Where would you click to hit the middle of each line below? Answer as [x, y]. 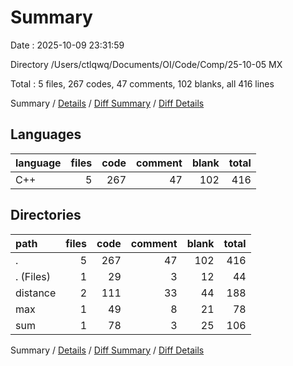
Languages [46, 134]
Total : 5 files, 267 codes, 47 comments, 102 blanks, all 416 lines [142, 83]
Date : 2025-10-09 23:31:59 [67, 45]
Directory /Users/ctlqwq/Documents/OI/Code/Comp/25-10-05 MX [146, 64]
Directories [46, 215]
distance [36, 293]
